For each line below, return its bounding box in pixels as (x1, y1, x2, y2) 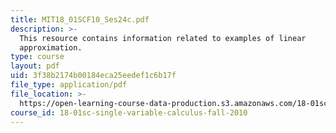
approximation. (19, 42, 83, 53)
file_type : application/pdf (10, 80, 128, 90)
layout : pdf (10, 61, 60, 71)
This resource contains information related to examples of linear (19, 33, 307, 43)
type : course (10, 52, 65, 62)
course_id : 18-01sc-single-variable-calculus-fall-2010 (10, 107, 248, 118)
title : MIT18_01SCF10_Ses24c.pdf (10, 14, 150, 25)
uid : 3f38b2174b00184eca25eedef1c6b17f (10, 71, 177, 81)
